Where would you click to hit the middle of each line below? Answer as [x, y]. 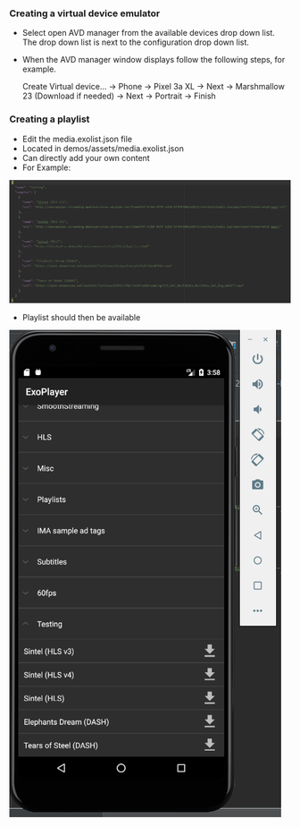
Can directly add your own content [86, 158]
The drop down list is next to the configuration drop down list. [136, 42]
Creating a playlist [50, 119]
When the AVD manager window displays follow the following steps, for [154, 60]
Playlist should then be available [81, 317]
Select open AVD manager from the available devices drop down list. [148, 33]
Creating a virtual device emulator [85, 13]
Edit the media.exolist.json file [77, 139]
